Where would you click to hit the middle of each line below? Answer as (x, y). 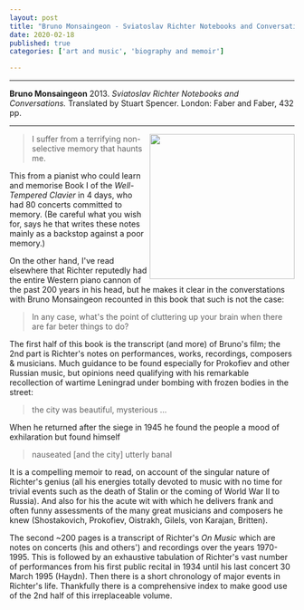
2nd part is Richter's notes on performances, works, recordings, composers (151, 353)
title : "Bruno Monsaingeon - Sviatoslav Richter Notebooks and (131, 26)
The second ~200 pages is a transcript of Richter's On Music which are (142, 538)
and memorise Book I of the (61, 186)
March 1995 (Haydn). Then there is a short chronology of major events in (145, 576)
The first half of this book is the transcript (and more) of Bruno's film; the (145, 344)
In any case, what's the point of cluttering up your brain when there (157, 317)
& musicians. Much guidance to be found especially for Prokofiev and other (150, 363)
